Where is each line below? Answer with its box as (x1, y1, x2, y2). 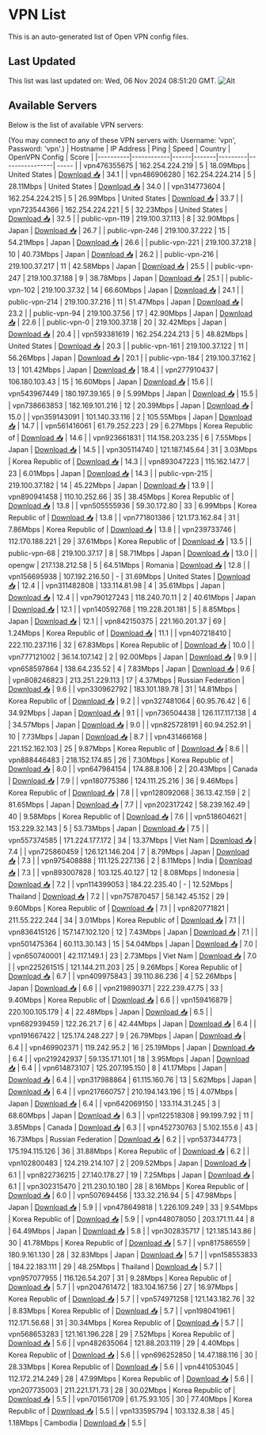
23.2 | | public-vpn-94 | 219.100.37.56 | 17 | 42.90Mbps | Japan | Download (8, 308, 253, 318)
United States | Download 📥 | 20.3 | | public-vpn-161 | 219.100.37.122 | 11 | (8, 341, 249, 351)
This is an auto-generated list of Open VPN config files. (8, 32, 188, 41)
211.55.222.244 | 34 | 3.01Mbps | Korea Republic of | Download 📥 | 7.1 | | (8, 915, 245, 925)
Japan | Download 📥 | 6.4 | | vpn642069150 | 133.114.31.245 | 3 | (8, 1099, 221, 1108)
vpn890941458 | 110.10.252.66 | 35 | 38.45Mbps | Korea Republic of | (8, 492, 234, 501)
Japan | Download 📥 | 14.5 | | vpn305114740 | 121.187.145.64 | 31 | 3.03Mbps (8, 444, 257, 454)
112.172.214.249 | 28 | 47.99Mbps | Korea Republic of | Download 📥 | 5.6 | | (8, 1374, 253, 1383)
